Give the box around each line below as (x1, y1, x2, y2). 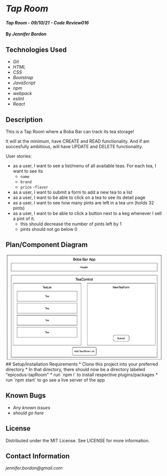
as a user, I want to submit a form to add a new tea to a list (12, 190, 133, 195)
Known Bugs (5, 391, 46, 400)
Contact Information (5, 452, 70, 460)
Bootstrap (12, 75, 34, 81)
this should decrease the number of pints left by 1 (20, 221, 122, 227)
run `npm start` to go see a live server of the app (5, 377, 105, 383)
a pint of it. (12, 216, 35, 221)
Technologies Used (5, 45, 67, 54)
